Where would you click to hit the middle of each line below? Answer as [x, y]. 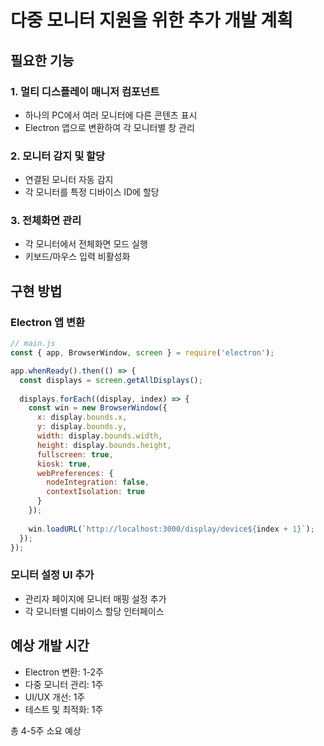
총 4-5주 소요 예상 [46, 730]
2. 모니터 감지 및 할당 [58, 156]
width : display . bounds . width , [99, 436]
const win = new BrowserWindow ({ [98, 408]
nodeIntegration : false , [98, 482]
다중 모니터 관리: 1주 [64, 684]
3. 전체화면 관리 [46, 221]
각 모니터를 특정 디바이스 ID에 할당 [92, 192]
